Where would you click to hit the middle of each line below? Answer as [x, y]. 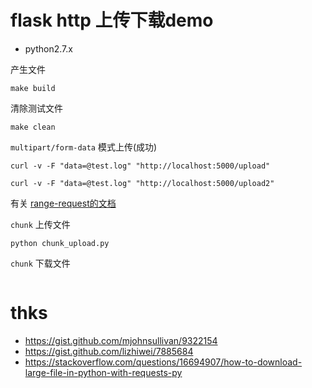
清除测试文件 [36, 108]
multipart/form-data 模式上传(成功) [84, 147]
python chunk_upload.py [60, 243]
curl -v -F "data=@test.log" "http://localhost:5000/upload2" [142, 183]
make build [33, 88]
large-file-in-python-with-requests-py [103, 372]
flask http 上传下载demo [112, 20]
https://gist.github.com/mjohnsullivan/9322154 [121, 340]
